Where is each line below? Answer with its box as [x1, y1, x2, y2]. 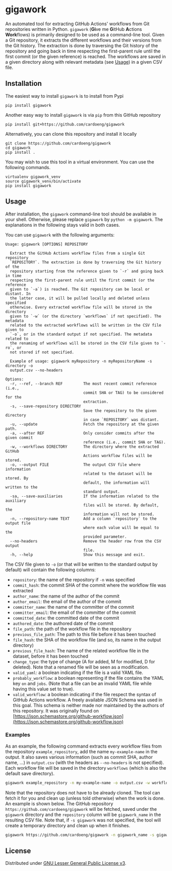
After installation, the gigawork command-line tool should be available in [5, 211, 157, 217]
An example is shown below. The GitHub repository [5, 801, 114, 807]
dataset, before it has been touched [12, 653, 89, 659]
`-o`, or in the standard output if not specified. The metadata [10, 332, 153, 337]
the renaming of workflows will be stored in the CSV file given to [10, 340, 159, 346]
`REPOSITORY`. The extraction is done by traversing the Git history [10, 260, 161, 265]
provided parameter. [83, 534, 127, 539]
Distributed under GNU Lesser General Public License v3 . [5, 860, 126, 866]
